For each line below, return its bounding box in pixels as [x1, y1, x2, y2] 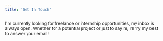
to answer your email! [5, 30, 49, 36]
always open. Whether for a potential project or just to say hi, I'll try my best [5, 25, 159, 31]
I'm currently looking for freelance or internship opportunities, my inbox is [5, 20, 155, 26]
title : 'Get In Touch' [5, 7, 52, 12]
